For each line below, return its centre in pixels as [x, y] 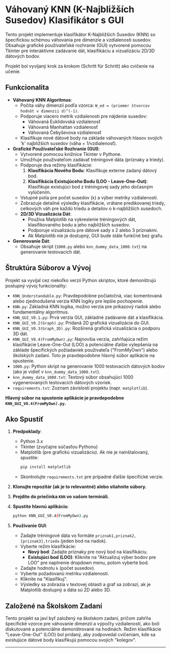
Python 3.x [32, 441]
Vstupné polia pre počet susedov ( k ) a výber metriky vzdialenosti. [89, 197]
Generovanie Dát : [32, 241]
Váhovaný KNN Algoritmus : [42, 100]
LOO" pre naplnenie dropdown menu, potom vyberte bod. [88, 563]
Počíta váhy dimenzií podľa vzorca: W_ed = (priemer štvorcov [85, 105]
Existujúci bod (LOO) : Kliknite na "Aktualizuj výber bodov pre [92, 557]
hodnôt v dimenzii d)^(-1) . [49, 110]
